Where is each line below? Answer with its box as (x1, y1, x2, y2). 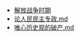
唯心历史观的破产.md (13, 23, 75, 31)
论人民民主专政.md (13, 15, 68, 23)
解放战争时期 (13, 6, 51, 14)
